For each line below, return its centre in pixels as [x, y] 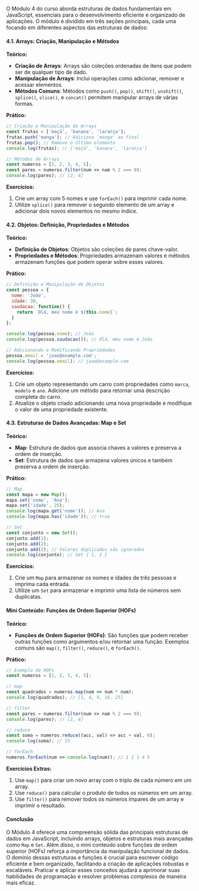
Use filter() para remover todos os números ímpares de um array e [99, 799]
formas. [24, 104]
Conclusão [20, 819]
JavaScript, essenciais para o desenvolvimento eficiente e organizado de [96, 15]
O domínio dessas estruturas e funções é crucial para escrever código [92, 858]
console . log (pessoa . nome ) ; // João [50, 334]
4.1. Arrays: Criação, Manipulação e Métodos [63, 41]
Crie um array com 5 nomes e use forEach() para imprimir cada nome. [101, 199]
